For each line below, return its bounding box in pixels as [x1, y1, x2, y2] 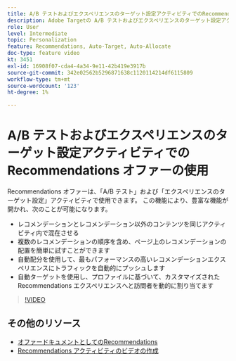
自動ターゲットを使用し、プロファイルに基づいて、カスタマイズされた [17, 272, 221, 281]
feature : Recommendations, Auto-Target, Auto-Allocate [7, 43, 171, 50]
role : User [7, 23, 39, 30]
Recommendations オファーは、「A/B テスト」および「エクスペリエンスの [7, 187, 220, 196]
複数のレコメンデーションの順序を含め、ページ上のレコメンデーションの [17, 237, 227, 246]
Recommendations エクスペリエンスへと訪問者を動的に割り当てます [17, 281, 214, 290]
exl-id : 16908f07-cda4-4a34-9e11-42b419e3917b [7, 63, 146, 70]
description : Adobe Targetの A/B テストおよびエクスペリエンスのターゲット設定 [7, 17, 221, 24]
